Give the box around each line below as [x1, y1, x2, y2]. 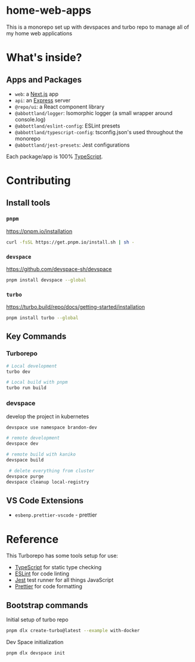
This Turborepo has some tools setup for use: [6, 552, 118, 560]
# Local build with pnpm [6, 379, 68, 385]
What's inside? [6, 51, 82, 65]
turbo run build [6, 385, 47, 391]
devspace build [6, 457, 44, 463]
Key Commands [6, 332, 67, 342]
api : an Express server [14, 96, 70, 104]
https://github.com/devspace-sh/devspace [6, 265, 112, 272]
